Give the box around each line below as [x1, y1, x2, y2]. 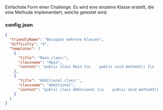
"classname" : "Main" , [18, 60, 63, 65]
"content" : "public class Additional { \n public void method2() [18, 87, 159, 92]
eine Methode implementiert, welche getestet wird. [5, 9, 108, 15]
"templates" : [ [9, 46, 41, 51]
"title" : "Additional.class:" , [18, 78, 82, 83]
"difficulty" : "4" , [9, 42, 49, 47]
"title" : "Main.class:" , [18, 55, 69, 60]
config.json [5, 22, 33, 28]
